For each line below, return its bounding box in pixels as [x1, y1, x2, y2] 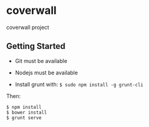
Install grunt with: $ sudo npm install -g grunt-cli [14, 80, 144, 88]
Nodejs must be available [14, 69, 78, 76]
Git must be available [14, 57, 68, 64]
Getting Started [6, 41, 66, 51]
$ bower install [6, 109, 47, 116]
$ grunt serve [6, 114, 42, 121]
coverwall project [6, 24, 49, 31]
